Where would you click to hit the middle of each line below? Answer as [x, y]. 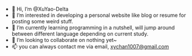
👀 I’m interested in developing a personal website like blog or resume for [99, 15]
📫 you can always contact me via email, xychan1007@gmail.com [90, 46]
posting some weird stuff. [42, 21]
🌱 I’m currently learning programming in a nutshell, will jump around [93, 27]
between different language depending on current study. [80, 34]
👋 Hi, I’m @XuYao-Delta [40, 9]
